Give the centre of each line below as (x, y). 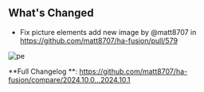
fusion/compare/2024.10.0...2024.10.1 (69, 79)
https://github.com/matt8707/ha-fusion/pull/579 (98, 40)
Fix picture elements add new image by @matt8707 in (108, 32)
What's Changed (51, 13)
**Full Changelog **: (43, 71)
